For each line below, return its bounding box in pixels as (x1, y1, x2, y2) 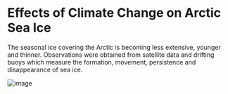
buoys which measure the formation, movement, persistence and (7, 58, 196, 66)
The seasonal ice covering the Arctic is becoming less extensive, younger (7, 43, 221, 51)
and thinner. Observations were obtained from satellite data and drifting (7, 51, 215, 59)
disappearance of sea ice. (7, 65, 83, 74)
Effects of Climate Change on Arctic (7, 5, 222, 21)
